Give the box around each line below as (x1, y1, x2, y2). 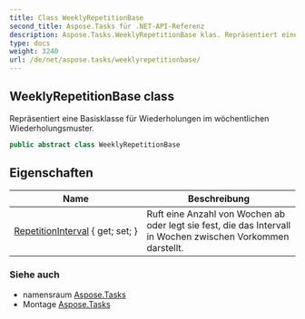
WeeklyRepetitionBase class (9, 89, 175, 104)
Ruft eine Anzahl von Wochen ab (146, 208, 286, 220)
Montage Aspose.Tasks (22, 298, 111, 309)
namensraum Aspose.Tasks (22, 289, 127, 300)
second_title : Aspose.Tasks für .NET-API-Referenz (9, 22, 205, 31)
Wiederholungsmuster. (9, 122, 95, 133)
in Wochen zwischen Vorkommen (146, 230, 290, 243)
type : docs (9, 38, 51, 48)
